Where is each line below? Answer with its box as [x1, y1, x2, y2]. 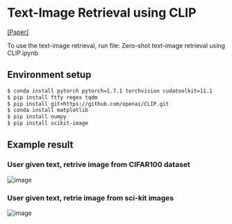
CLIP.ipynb [7, 49, 38, 57]
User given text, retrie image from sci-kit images [7, 193, 174, 202]
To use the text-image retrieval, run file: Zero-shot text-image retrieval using [7, 41, 226, 49]
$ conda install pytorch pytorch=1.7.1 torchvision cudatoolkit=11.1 [7, 87, 213, 95]
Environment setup [7, 69, 92, 81]
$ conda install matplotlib [7, 106, 89, 114]
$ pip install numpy [7, 113, 67, 120]
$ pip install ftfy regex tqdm [7, 94, 98, 101]
